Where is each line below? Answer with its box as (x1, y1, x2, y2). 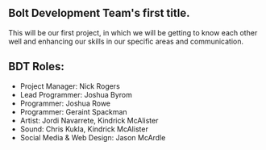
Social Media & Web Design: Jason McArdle (19, 132, 166, 142)
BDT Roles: (8, 60, 64, 73)
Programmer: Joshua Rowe (19, 98, 111, 108)
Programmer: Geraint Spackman (19, 106, 127, 116)
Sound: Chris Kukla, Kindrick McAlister (19, 124, 149, 134)
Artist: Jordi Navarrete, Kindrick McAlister (19, 115, 159, 125)
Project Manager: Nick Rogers (19, 81, 121, 91)
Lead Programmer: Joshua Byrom (19, 90, 133, 99)
